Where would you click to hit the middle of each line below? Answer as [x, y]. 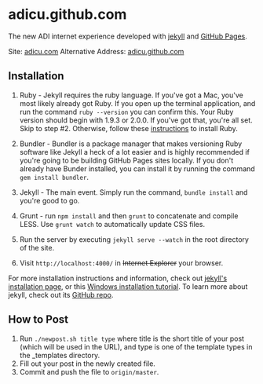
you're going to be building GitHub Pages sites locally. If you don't [126, 160]
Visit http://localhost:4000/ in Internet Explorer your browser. [121, 263]
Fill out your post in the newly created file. [87, 364]
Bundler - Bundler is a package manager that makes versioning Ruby [131, 144]
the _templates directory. [60, 355]
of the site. [37, 247]
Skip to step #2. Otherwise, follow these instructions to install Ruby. [128, 128]
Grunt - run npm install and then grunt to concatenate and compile [129, 216]
